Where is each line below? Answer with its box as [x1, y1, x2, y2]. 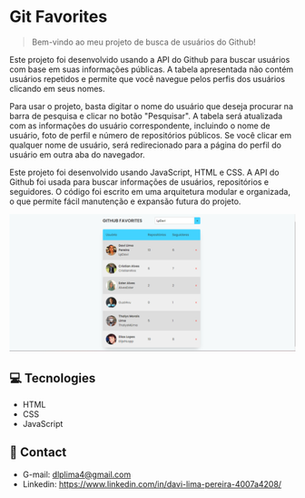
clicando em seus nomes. [9, 83, 105, 94]
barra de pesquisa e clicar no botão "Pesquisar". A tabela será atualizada [9, 110, 283, 121]
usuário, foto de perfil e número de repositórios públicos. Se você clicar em [9, 129, 292, 140]
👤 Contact [9, 444, 67, 461]
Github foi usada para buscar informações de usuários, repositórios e [9, 176, 270, 188]
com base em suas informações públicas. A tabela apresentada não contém [9, 64, 294, 75]
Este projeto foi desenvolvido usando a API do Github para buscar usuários [9, 54, 290, 65]
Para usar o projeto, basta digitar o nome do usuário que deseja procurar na [9, 100, 293, 111]
